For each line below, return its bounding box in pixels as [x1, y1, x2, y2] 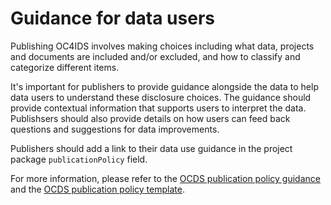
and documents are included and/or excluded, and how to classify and [10, 50, 301, 62]
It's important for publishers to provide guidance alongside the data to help [10, 80, 319, 92]
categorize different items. [10, 61, 120, 73]
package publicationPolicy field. [10, 153, 148, 165]
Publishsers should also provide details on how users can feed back [10, 112, 291, 124]
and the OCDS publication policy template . [10, 183, 185, 195]
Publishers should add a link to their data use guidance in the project [10, 142, 293, 154]
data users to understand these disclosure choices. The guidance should [10, 91, 312, 103]
